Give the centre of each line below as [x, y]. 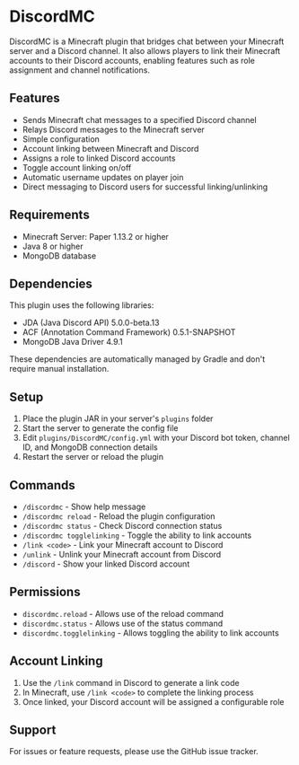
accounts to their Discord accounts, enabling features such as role [132, 60]
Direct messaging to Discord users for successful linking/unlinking [145, 187]
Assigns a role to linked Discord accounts [99, 158]
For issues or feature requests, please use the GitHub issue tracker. [134, 752]
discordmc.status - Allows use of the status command [122, 623]
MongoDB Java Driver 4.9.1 [72, 342]
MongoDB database [59, 255]
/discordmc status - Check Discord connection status [122, 526]
